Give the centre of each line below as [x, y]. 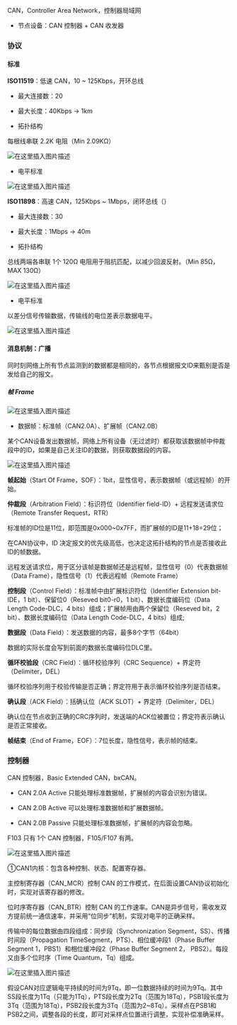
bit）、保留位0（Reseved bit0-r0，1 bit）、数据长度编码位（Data [119, 600]
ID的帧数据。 [26, 552]
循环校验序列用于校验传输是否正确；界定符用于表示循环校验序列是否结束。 [116, 687]
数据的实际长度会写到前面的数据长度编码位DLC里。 [82, 648]
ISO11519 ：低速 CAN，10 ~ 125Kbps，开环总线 [76, 81]
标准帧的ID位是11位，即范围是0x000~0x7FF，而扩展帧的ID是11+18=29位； [115, 528]
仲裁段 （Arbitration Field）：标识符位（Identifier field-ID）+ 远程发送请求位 [116, 504]
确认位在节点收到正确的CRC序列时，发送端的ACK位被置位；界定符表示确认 [116, 717]
